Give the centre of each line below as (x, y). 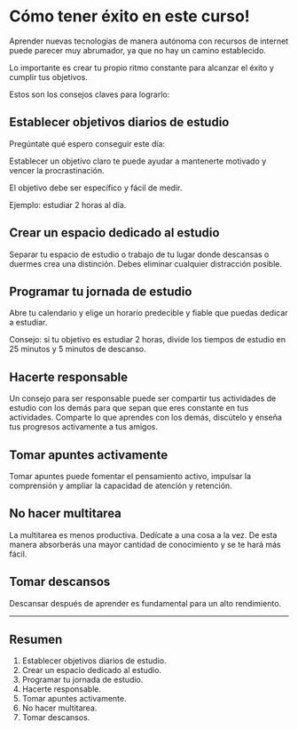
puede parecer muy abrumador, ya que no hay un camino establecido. (137, 50)
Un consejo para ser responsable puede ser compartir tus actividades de (143, 398)
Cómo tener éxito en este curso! (129, 16)
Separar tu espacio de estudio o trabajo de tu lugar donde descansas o (139, 254)
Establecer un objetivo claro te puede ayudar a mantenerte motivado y (138, 161)
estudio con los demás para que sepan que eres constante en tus (129, 408)
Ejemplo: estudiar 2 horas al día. (68, 205)
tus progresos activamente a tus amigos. (83, 427)
